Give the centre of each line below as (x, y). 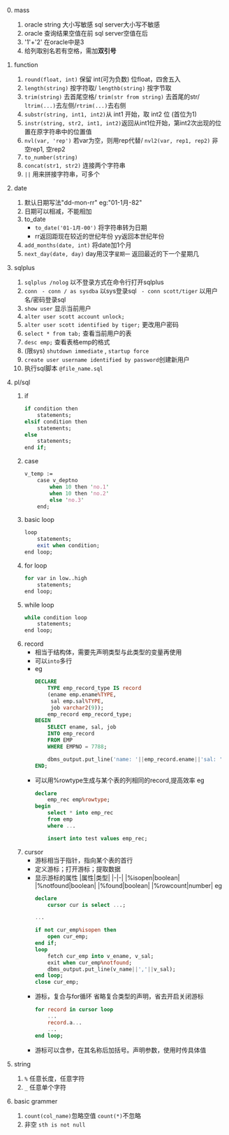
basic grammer (36, 1101)
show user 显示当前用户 (58, 308)
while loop (39, 605)
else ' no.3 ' (67, 500)
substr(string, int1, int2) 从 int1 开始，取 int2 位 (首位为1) (111, 114)
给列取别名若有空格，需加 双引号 (70, 51)
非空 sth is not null (55, 1124)
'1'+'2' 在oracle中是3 (54, 42)
